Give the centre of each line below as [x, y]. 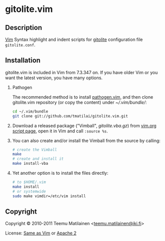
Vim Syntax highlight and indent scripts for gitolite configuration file [74, 39]
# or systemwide [29, 191]
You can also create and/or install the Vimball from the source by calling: [86, 140]
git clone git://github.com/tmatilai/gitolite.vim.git [70, 116]
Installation [23, 60]
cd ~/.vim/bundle [30, 111]
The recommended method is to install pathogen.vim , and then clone [83, 97]
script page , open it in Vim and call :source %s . [60, 131]
